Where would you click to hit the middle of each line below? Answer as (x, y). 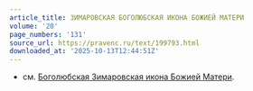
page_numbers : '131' (48, 34)
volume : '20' (34, 26)
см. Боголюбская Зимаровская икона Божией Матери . (128, 77)
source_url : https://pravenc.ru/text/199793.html (105, 43)
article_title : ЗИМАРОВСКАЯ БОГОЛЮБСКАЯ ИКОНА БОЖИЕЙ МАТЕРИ (127, 18)
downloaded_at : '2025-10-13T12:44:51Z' (84, 51)
